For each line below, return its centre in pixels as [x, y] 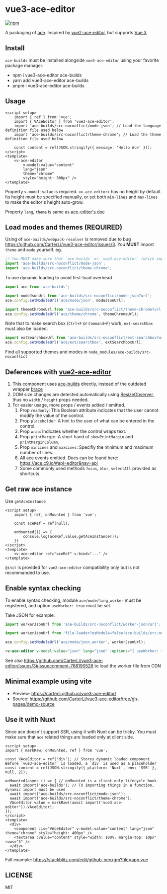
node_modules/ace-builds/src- [120, 352]
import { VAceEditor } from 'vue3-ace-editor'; [64, 121]
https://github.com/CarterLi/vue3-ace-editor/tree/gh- [84, 699]
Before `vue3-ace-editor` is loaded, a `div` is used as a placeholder [81, 763]
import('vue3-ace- [104, 803]
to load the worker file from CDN [128, 666]
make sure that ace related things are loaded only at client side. [70, 737]
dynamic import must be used [35, 789]
